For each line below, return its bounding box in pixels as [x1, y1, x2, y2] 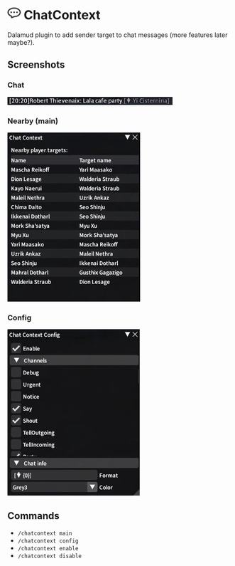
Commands [7, 510, 60, 522]
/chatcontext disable [17, 552, 82, 560]
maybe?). [7, 38, 35, 46]
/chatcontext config [17, 538, 79, 545]
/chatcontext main [17, 530, 72, 538]
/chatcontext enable [17, 545, 79, 552]
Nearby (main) [7, 116, 59, 126]
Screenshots [7, 59, 65, 71]
